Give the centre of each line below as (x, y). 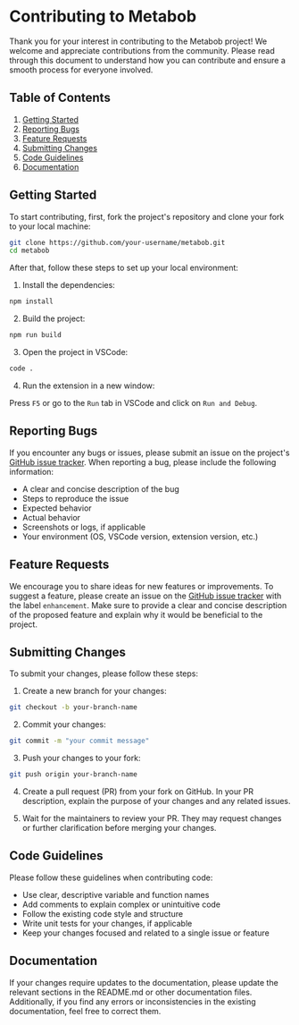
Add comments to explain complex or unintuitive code (121, 904)
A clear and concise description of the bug (101, 488)
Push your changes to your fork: (81, 758)
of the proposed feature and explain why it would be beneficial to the (136, 614)
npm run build (36, 335)
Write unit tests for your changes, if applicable (107, 923)
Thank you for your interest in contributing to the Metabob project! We (138, 41)
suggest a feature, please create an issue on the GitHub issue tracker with (145, 596)
